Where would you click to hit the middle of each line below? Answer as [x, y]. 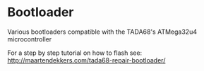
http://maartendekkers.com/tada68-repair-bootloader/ [86, 60]
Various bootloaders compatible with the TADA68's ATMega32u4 [102, 32]
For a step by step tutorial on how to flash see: [75, 53]
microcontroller [29, 39]
